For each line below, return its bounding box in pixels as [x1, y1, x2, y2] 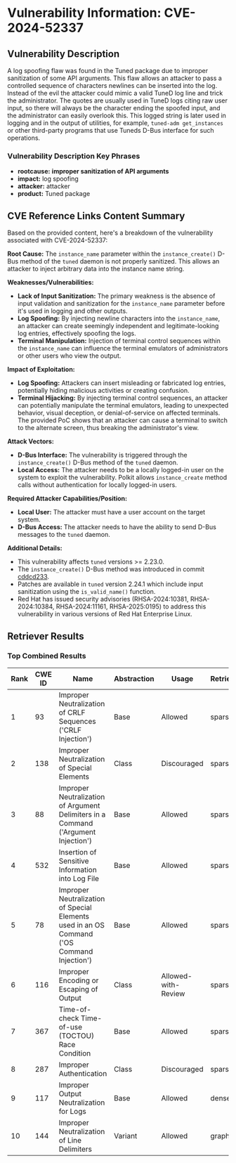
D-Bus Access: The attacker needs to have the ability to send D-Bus [17, 523, 216, 531]
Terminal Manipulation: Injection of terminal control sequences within [17, 337, 221, 345]
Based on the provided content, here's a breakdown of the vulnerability [7, 228, 214, 237]
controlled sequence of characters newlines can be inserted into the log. [7, 82, 218, 89]
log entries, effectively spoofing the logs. [17, 329, 137, 338]
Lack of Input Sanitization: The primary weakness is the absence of [17, 292, 216, 300]
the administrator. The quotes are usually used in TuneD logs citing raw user [7, 96, 228, 105]
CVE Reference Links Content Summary [7, 209, 185, 222]
